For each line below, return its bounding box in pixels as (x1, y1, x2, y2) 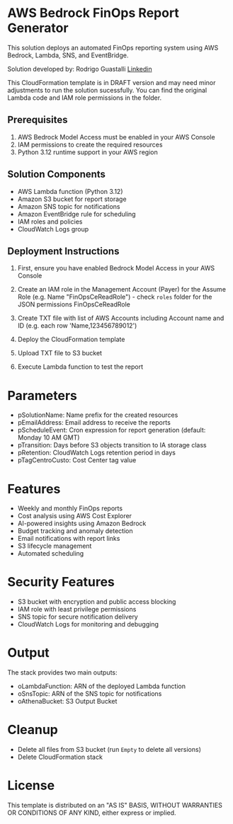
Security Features (7, 574, 115, 590)
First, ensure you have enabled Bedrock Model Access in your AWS (17, 264, 215, 273)
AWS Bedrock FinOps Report (7, 5, 179, 21)
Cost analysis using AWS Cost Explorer (17, 512, 132, 520)
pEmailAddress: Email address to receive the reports (17, 418, 171, 427)
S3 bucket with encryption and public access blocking (17, 597, 176, 606)
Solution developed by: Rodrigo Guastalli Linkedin (7, 64, 152, 73)
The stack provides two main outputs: (7, 668, 118, 677)
